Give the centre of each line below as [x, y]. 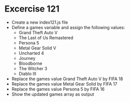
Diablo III [28, 73]
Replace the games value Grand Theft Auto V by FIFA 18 [67, 79]
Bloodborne [30, 63]
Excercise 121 [32, 9]
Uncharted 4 [31, 53]
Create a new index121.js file [40, 22]
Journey [27, 58]
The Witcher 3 [33, 68]
